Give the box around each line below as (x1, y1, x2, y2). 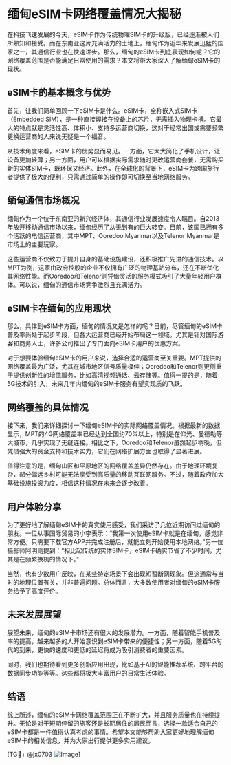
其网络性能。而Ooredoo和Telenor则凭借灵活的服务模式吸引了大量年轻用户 (7, 272, 217, 280)
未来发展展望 (7, 609, 62, 621)
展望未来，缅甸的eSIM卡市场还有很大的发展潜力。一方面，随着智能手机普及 (7, 628, 221, 636)
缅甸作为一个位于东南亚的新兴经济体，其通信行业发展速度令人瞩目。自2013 (7, 214, 220, 222)
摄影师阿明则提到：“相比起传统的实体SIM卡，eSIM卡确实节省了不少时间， (7, 546, 217, 554)
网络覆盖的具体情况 (7, 402, 89, 413)
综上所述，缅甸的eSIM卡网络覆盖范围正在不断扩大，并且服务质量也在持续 (7, 710, 214, 719)
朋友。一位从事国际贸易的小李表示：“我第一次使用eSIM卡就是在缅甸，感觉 (7, 529, 217, 537)
